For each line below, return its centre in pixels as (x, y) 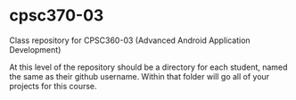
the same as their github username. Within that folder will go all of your (140, 76)
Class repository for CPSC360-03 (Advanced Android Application (130, 40)
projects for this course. (53, 86)
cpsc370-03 (57, 16)
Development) (35, 49)
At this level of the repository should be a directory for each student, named (148, 67)
